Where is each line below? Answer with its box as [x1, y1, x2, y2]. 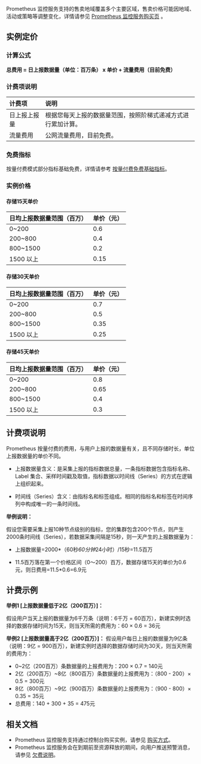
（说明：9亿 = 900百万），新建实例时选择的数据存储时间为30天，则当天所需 [6, 643, 193, 650]
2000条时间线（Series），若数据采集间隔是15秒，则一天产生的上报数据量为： [6, 533, 195, 540]
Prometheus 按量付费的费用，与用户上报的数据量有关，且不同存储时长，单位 [6, 445, 195, 452]
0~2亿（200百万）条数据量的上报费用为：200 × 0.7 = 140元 [14, 663, 163, 670]
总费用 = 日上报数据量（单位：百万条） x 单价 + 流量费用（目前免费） [6, 66, 176, 73]
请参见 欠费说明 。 [14, 751, 59, 759]
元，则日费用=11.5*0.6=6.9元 [14, 566, 87, 573]
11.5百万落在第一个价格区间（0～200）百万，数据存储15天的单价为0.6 [14, 558, 187, 565]
